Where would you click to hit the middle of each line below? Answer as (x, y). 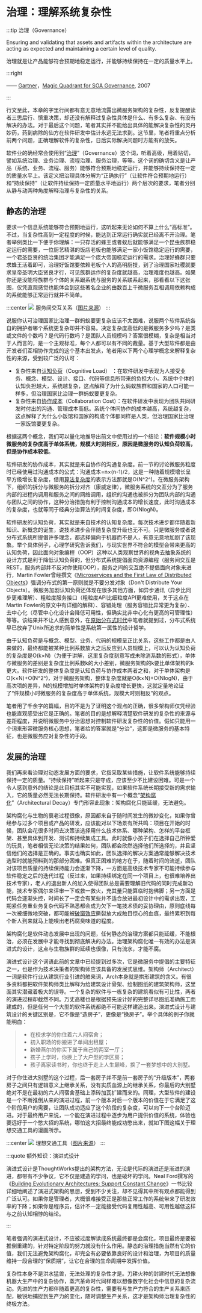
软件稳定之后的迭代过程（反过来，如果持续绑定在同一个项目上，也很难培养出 (101, 875)
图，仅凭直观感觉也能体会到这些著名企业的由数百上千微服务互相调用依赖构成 (101, 287)
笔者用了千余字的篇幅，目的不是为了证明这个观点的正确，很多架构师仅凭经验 (101, 706)
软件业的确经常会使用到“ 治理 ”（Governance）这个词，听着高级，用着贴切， (100, 153)
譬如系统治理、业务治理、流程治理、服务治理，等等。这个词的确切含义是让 (98, 160)
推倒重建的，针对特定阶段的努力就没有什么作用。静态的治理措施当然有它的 (98, 1246)
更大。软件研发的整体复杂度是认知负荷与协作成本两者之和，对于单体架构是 (98, 670)
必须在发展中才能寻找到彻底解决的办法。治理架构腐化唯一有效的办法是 (103, 941)
